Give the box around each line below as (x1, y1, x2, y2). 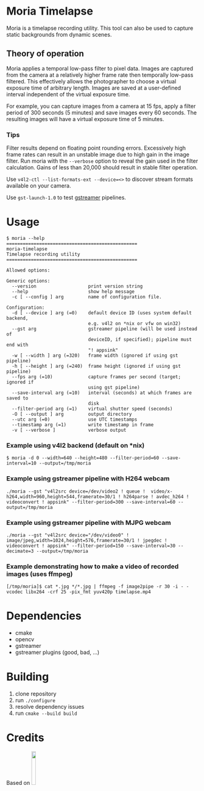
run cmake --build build (15, 709, 77, 717)
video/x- (150, 488, 173, 494)
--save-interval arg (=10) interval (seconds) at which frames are (12, 390, 192, 396)
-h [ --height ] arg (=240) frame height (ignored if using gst (12, 363, 181, 369)
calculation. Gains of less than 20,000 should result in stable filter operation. (6, 164, 198, 171)
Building (6, 670, 49, 684)
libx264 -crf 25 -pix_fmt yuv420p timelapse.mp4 (25, 589, 151, 595)
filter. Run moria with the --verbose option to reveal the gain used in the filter (6, 157, 199, 165)
